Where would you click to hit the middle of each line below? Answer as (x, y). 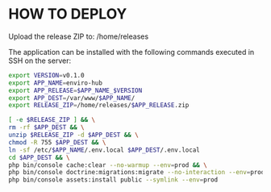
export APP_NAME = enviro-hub (56, 83)
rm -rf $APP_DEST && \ (46, 127)
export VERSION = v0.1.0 (46, 75)
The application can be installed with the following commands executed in (131, 52)
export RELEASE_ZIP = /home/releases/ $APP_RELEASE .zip (99, 106)
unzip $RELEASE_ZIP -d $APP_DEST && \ (73, 135)
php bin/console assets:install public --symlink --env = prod (113, 180)
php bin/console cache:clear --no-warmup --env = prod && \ (108, 165)
